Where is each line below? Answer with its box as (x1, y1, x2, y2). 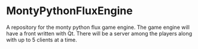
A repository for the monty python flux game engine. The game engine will (6, 24, 190, 31)
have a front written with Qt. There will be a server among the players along (6, 30, 193, 37)
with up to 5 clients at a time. (6, 36, 78, 43)
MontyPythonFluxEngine (6, 4, 133, 18)
